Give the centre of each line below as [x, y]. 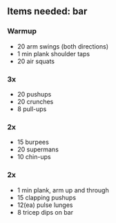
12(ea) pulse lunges [45, 205]
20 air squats [36, 61]
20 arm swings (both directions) [63, 46]
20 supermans [38, 149]
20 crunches [35, 101]
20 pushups [34, 94]
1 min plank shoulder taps [54, 53]
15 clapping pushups [47, 197]
